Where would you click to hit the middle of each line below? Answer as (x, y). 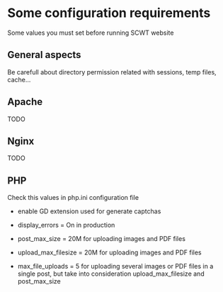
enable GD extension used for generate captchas (89, 211)
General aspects (44, 55)
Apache (25, 102)
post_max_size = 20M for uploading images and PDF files (102, 239)
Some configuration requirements (109, 13)
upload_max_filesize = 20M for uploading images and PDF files (109, 252)
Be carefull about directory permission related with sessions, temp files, (112, 72)
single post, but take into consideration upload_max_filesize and (111, 274)
